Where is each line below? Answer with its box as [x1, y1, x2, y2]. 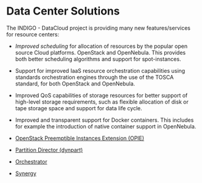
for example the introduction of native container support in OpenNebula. [15, 122, 197, 130]
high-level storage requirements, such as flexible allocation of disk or [15, 98, 189, 105]
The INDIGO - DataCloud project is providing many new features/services [6, 24, 190, 32]
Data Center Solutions [6, 4, 120, 18]
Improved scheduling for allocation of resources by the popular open [15, 42, 187, 50]
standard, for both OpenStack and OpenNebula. [15, 80, 136, 87]
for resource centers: [6, 30, 60, 38]
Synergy [15, 170, 37, 177]
